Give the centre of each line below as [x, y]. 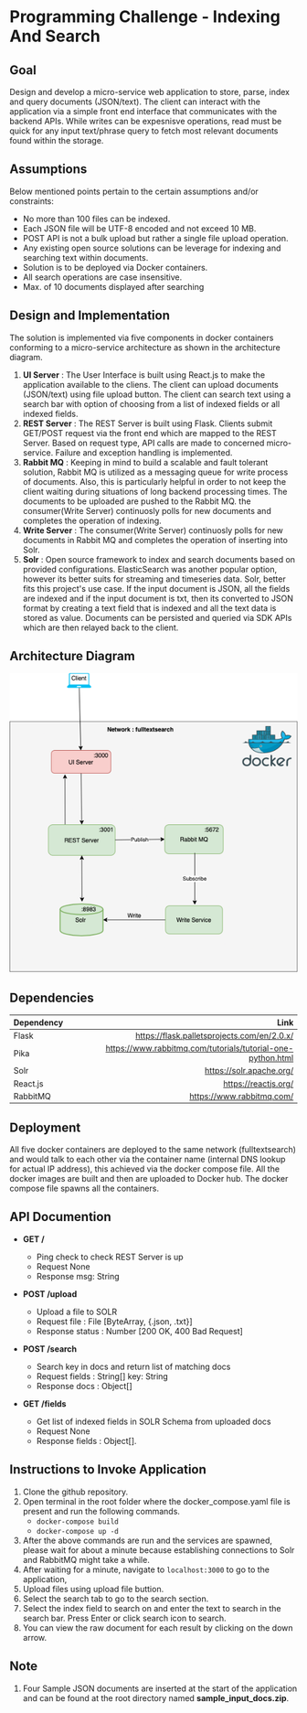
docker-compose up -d [77, 1531]
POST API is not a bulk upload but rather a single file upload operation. [156, 238]
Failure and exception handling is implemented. [144, 452]
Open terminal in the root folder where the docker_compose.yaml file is [156, 1501]
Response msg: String [78, 1276]
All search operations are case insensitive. [102, 277]
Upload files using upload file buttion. [93, 1589]
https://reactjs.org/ [259, 1083]
